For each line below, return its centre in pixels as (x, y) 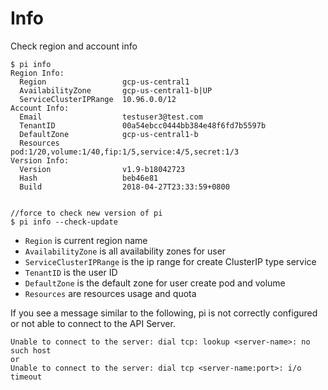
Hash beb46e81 (89, 178)
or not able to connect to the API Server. (93, 323)
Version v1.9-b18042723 (102, 169)
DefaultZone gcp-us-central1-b (109, 134)
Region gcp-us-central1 (104, 82)
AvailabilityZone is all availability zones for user (125, 251)
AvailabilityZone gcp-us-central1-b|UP (116, 90)
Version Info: (40, 160)
